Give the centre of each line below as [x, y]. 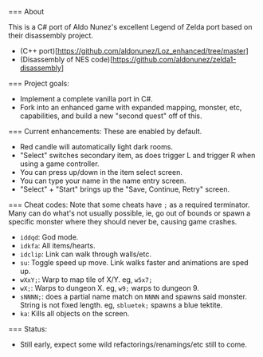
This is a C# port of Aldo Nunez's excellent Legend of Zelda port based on [130, 27]
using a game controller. [59, 164]
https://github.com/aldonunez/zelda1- [175, 59]
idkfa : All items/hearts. [57, 246]
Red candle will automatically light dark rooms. [96, 147]
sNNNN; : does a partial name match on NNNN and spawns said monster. [133, 296]
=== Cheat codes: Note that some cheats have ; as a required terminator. [129, 204]
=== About [26, 12]
